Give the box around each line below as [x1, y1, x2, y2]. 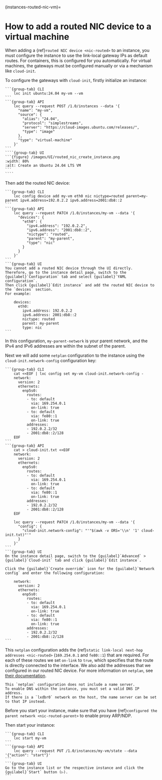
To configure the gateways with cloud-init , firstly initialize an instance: [5, 77, 147, 83]
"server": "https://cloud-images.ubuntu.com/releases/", [22, 125, 139, 130]
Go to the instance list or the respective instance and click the [5, 765, 144, 770]
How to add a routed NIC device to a [5, 21, 151, 32]
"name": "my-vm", [17, 108, 53, 113]
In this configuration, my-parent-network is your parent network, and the [5, 338, 148, 344]
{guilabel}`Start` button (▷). [5, 769, 68, 775]
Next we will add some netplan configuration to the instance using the [5, 352, 145, 358]
